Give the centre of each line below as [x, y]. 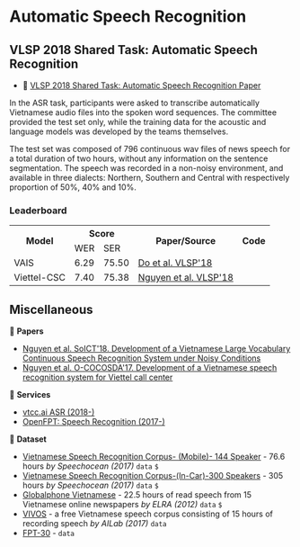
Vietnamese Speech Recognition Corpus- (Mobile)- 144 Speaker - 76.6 [154, 457]
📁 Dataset [28, 439]
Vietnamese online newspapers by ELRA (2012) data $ [122, 505]
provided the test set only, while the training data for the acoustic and [138, 122]
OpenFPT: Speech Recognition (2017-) [94, 422]
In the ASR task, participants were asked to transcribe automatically [135, 103]
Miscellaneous [51, 309]
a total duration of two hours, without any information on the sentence [139, 158]
